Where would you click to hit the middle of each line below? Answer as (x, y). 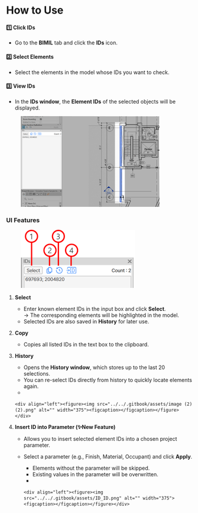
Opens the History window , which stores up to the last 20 (94, 367)
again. (31, 386)
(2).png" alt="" (35, 410)
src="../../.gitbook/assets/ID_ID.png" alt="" (82, 498)
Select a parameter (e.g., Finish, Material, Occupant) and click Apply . (108, 457)
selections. (37, 374)
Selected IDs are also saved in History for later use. (86, 322)
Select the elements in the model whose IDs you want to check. (92, 72)
